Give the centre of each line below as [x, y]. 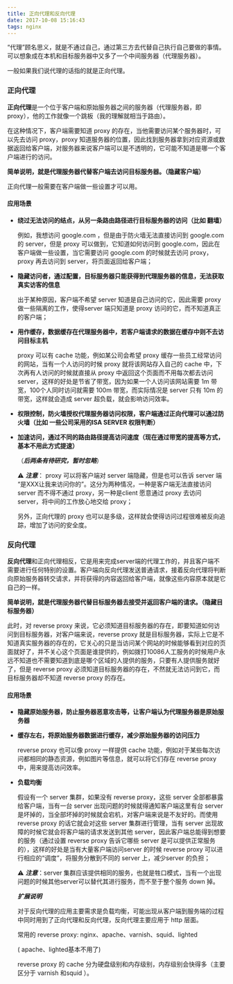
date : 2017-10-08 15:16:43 [46, 20]
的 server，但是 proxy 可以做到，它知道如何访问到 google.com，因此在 [119, 244]
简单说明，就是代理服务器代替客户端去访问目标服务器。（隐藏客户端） [106, 171]
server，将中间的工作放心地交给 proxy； [75, 501]
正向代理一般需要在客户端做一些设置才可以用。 [74, 186]
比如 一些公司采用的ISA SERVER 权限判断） [97, 422]
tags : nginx [24, 26]
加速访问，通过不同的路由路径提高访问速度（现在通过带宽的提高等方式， [120, 437]
